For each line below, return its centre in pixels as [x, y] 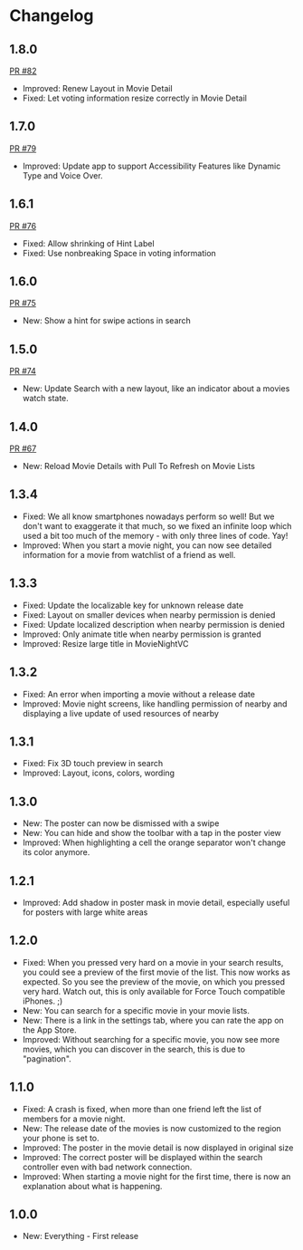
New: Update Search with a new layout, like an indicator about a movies [156, 389]
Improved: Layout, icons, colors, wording [98, 773]
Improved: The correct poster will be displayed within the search [142, 1157]
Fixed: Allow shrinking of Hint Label [89, 243]
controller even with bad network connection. [107, 1167]
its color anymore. [56, 852]
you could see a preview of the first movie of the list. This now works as [156, 972]
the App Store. [49, 1030]
